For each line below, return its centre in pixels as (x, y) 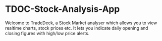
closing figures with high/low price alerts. (47, 33)
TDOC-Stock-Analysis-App (62, 9)
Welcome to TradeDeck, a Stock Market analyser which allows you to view (81, 23)
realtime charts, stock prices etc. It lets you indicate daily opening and (77, 28)
